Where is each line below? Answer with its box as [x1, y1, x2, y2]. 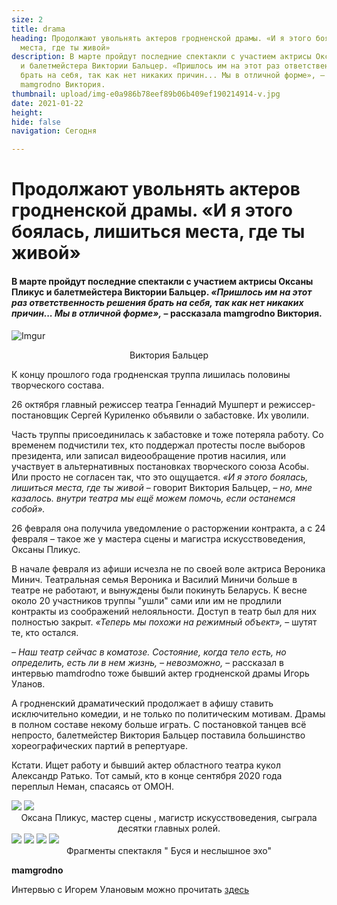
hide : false [11, 117, 61, 127]
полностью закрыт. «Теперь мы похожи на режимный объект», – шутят [11, 616, 318, 628]
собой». [11, 502, 46, 515]
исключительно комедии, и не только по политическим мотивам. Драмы [11, 707, 326, 720]
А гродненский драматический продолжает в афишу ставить [11, 697, 274, 709]
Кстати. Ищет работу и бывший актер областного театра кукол [11, 759, 281, 771]
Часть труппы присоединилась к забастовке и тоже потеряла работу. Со [11, 428, 324, 440]
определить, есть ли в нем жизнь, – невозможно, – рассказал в [11, 656, 284, 668]
